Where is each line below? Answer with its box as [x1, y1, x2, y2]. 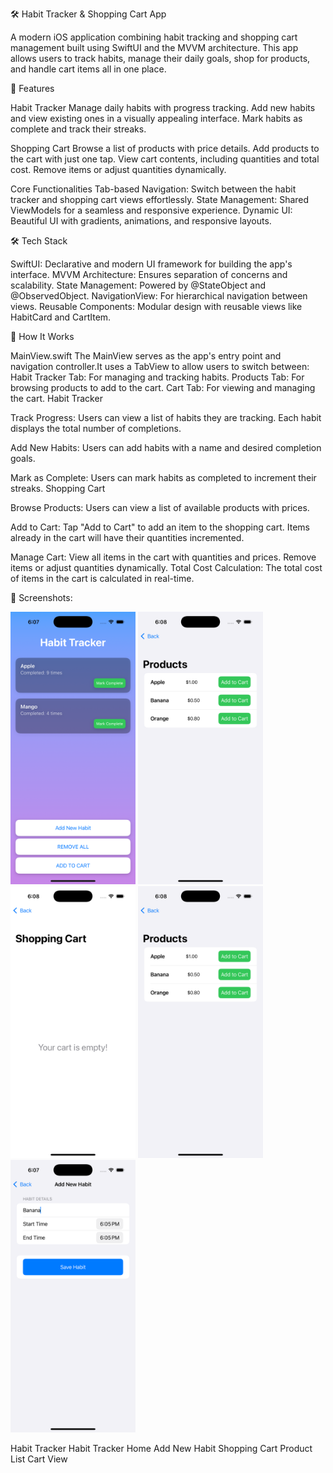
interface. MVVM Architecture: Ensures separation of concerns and [10, 269, 288, 280]
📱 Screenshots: [10, 592, 73, 603]
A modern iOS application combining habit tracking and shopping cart [10, 31, 298, 43]
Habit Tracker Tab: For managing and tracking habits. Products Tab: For [10, 371, 305, 383]
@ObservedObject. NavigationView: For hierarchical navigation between [10, 290, 308, 302]
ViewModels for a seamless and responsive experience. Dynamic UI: [10, 204, 293, 216]
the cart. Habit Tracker [10, 393, 103, 404]
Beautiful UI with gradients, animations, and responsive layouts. [10, 215, 272, 227]
